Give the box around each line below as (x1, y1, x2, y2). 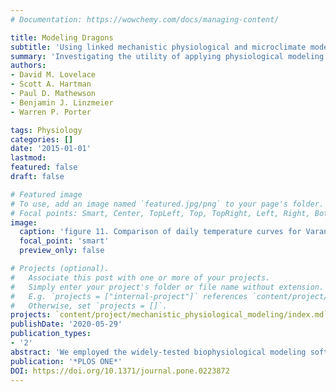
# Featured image (10, 189, 83, 200)
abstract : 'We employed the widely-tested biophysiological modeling (10, 347, 307, 357)
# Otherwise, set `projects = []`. (10, 301, 168, 311)
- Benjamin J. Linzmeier (10, 97, 114, 108)
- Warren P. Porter (10, 107, 92, 117)
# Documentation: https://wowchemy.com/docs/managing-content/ (10, 14, 280, 25)
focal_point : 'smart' (19, 236, 110, 246)
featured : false (10, 162, 78, 173)
